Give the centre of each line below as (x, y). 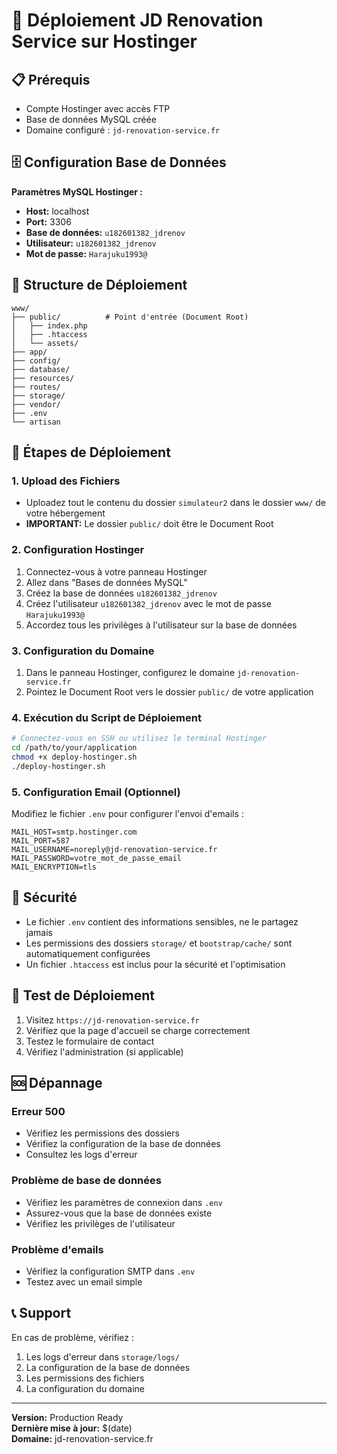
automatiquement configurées (88, 953)
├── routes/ (36, 387)
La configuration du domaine (85, 1388)
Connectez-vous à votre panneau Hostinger (116, 571)
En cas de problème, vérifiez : (72, 1337)
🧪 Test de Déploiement (83, 995)
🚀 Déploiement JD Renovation (137, 20)
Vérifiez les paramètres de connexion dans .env (124, 1202)
